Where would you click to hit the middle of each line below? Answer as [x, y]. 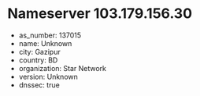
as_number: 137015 [50, 35]
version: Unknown [48, 76]
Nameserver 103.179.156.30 [100, 14]
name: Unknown [45, 43]
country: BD [38, 60]
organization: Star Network [63, 68]
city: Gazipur [39, 52]
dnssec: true [39, 85]
